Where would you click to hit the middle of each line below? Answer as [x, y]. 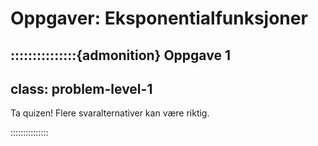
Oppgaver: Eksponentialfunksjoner [159, 18]
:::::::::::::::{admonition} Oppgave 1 [120, 55]
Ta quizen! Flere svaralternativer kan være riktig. [110, 113]
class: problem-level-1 [81, 88]
